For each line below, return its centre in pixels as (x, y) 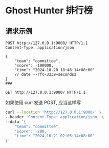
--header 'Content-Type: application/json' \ (54, 117)
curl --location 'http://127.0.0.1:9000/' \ (53, 112)
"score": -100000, (34, 66)
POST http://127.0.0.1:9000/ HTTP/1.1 (47, 43)
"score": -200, (31, 131)
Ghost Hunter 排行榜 (49, 10)
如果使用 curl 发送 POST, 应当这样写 (43, 102)
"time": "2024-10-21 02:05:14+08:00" (55, 136)
